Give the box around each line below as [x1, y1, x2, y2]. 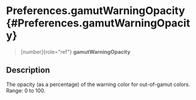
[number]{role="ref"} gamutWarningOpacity [20, 48, 131, 55]
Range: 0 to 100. [6, 87, 46, 94]
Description [6, 65, 50, 75]
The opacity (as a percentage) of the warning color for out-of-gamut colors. [6, 81, 190, 88]
